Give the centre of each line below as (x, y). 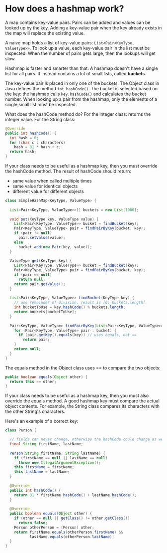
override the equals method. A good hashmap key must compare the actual (83, 401)
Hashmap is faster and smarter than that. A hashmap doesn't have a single (82, 68)
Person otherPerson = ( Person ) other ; (54, 527)
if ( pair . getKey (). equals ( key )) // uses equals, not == (77, 335)
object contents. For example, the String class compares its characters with (83, 406)
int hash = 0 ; (24, 138)
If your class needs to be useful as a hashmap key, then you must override (81, 166)
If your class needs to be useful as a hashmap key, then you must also (77, 396)
